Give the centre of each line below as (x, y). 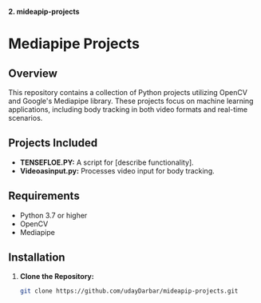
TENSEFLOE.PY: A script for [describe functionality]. (107, 162)
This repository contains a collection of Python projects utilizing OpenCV (128, 92)
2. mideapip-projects (44, 12)
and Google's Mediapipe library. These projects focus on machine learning (131, 101)
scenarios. (26, 118)
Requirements (44, 196)
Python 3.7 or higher (53, 215)
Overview (33, 73)
